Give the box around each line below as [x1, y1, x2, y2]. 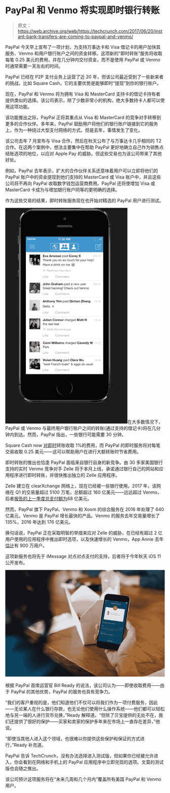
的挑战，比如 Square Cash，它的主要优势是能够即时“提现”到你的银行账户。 [5, 80, 161, 86]
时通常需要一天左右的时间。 [5, 63, 63, 69]
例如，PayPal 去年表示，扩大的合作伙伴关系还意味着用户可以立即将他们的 [5, 167, 158, 174]
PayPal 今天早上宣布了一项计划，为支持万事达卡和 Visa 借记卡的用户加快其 [5, 44, 161, 50]
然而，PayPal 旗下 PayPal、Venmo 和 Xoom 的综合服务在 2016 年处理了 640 [5, 506, 164, 512]
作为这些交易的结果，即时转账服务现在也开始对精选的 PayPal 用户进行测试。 [5, 197, 164, 203]
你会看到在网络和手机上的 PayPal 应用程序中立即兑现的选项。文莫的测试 [14, 759, 164, 765]
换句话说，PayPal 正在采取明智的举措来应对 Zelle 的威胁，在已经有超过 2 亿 [5, 530, 163, 536]
